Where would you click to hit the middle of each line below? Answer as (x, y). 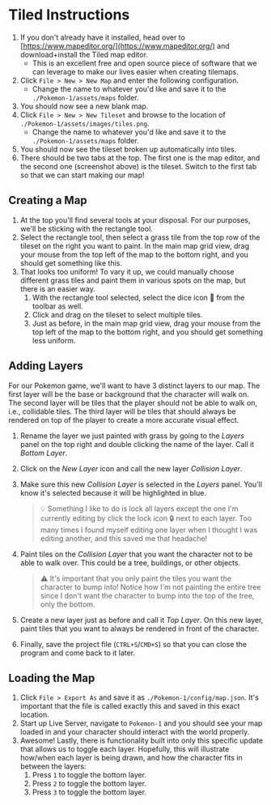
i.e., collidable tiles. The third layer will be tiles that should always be (122, 411)
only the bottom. (68, 604)
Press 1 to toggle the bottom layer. (89, 775)
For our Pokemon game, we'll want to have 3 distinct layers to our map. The (134, 385)
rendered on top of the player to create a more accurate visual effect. (124, 420)
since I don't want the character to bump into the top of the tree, (147, 595)
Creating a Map (48, 200)
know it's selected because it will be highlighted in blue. (113, 492)
